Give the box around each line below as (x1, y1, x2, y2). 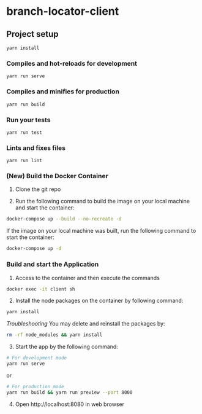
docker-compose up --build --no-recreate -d (6, 216, 122, 222)
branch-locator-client (6, 4, 119, 18)
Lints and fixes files (6, 143, 66, 152)
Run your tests (6, 115, 51, 124)
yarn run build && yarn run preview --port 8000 (6, 389, 133, 396)
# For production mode (6, 383, 64, 389)
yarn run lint (6, 158, 43, 164)
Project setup (6, 29, 59, 39)
